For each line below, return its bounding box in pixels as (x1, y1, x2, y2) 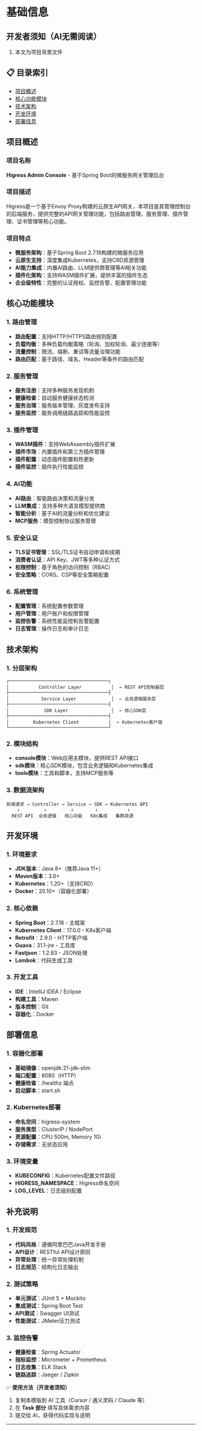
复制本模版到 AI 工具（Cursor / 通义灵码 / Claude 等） (14, 1397, 148, 1404)
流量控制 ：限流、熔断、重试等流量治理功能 (14, 347, 121, 355)
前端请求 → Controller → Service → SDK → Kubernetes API (6, 801, 148, 807)
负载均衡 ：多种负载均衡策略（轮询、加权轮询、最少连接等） (14, 340, 163, 347)
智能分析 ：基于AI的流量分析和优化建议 (14, 509, 110, 517)
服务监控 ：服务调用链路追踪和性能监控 (14, 409, 110, 417)
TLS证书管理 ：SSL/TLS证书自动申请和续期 (14, 548, 121, 556)
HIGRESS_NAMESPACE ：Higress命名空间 (14, 1179, 120, 1187)
